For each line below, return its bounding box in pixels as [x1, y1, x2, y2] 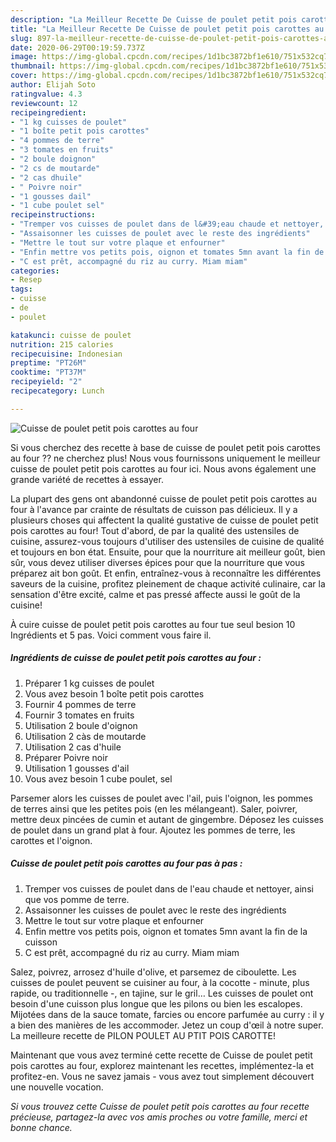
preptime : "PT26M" [10, 358, 87, 368]
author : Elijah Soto [10, 80, 97, 90]
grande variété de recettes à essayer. [10, 473, 164, 485]
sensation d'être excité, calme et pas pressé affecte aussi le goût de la [10, 588, 301, 600]
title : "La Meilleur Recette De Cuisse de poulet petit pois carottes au [10, 24, 325, 34]
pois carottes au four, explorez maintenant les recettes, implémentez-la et [10, 1059, 315, 1071]
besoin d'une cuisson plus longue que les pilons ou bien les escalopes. [10, 997, 303, 1010]
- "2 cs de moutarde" [10, 163, 101, 173]
